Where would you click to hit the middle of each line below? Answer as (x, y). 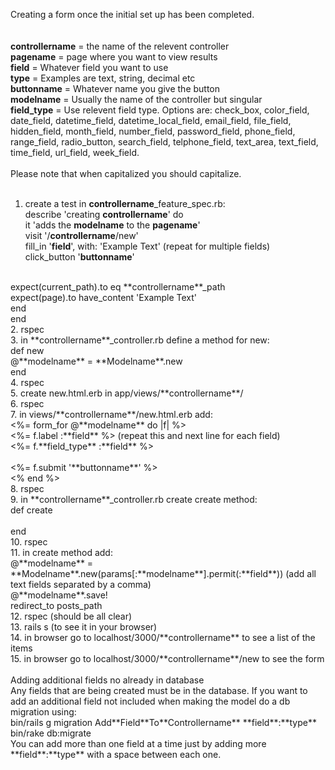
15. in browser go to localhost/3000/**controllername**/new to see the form (167, 658)
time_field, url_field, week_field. (75, 152)
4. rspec (27, 382)
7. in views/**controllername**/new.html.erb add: (111, 414)
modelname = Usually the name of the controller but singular (136, 99)
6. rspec (27, 403)
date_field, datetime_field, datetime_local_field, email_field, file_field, (151, 120)
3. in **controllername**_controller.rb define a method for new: (140, 340)
